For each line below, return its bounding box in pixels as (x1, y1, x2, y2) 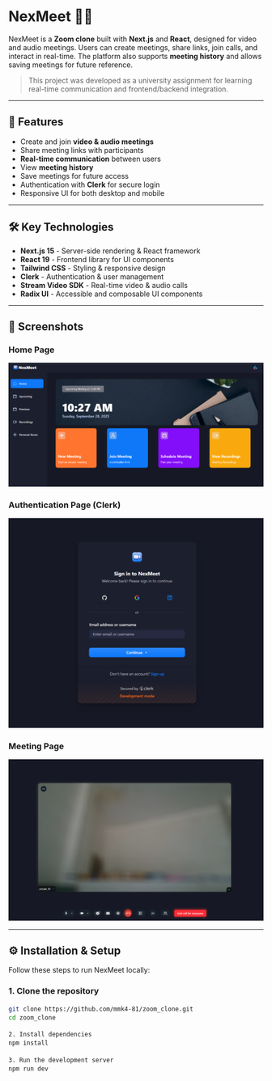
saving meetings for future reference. (8, 60, 134, 70)
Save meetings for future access (19, 171, 130, 180)
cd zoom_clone (8, 1013, 57, 1022)
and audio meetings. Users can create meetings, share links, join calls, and (8, 42, 258, 52)
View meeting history (19, 162, 94, 172)
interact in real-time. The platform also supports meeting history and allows (8, 51, 262, 61)
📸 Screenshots (8, 320, 84, 333)
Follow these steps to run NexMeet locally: (8, 965, 151, 975)
